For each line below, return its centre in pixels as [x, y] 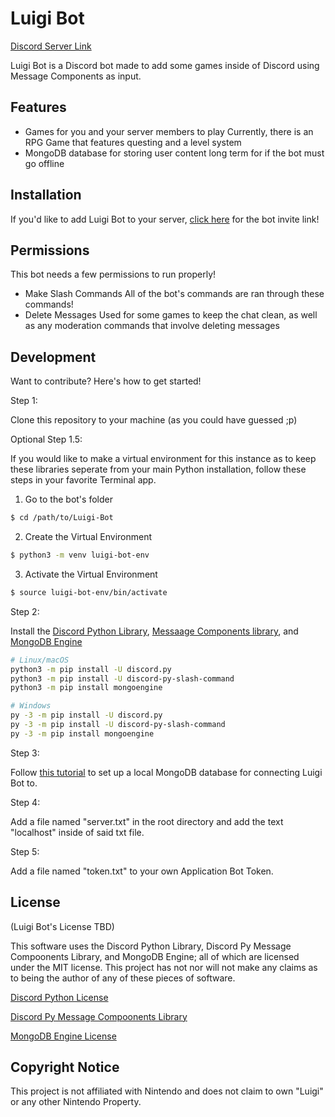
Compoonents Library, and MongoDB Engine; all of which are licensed [155, 956]
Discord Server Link [51, 46]
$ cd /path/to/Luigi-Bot [62, 518]
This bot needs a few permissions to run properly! [113, 274]
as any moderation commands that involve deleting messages [152, 326]
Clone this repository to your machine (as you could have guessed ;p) [154, 420]
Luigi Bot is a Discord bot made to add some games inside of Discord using [165, 65]
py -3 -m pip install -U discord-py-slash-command [118, 725]
